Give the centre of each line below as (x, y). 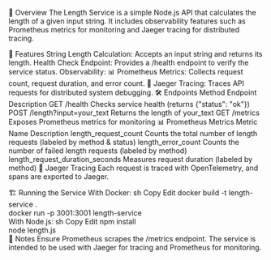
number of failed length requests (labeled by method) (98, 151)
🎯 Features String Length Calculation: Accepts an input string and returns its (135, 54)
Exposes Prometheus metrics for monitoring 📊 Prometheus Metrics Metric (133, 122)
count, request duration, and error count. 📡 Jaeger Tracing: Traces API (127, 83)
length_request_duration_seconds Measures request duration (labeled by (131, 159)
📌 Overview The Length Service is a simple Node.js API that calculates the (133, 13)
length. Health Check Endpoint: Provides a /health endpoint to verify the (129, 62)
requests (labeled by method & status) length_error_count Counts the (124, 142)
